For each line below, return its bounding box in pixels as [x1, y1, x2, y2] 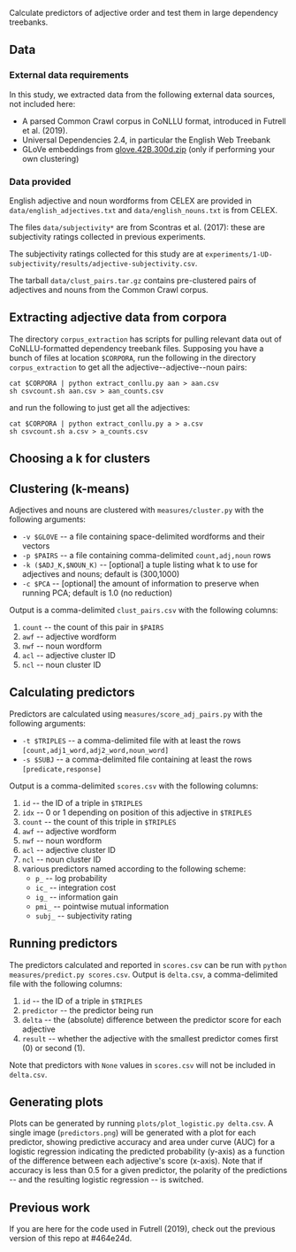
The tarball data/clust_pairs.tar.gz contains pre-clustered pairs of [9, 274, 257, 286]
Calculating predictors [9, 685, 135, 700]
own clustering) [21, 153, 80, 164]
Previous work [9, 1200, 91, 1215]
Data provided [9, 175, 72, 188]
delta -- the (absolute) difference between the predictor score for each [21, 1014, 282, 1025]
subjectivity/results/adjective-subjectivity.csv [9, 259, 196, 268]
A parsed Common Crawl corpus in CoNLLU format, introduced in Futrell [21, 115, 286, 127]
